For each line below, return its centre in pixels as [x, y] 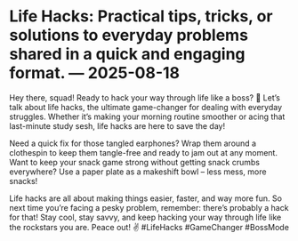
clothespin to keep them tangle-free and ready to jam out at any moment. [144, 152]
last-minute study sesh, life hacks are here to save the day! [117, 125]
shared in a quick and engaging [128, 54]
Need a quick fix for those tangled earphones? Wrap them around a [133, 143]
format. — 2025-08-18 [95, 73]
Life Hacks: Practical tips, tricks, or [141, 16]
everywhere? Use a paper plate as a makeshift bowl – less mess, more [138, 172]
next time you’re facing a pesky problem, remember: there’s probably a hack [149, 207]
